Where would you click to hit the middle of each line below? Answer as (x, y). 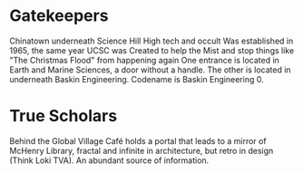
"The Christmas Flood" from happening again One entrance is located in (144, 60)
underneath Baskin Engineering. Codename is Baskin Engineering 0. (137, 79)
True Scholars (64, 116)
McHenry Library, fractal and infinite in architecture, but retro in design (142, 150)
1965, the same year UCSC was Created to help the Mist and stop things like (152, 50)
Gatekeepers (59, 16)
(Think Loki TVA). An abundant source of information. (109, 160)
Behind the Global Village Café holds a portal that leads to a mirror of (138, 140)
